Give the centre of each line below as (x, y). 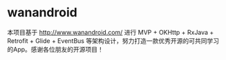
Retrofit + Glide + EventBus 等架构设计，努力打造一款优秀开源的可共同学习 (113, 41)
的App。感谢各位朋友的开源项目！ (55, 49)
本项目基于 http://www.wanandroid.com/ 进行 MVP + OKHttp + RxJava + (111, 32)
